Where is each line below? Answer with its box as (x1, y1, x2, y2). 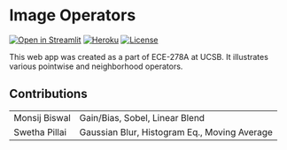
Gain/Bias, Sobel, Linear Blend (79, 111, 206, 124)
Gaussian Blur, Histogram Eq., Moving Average (79, 125, 273, 138)
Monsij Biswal (13, 111, 71, 124)
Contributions (9, 86, 88, 101)
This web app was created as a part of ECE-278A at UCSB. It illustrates (9, 51, 268, 62)
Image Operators (9, 5, 136, 26)
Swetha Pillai (13, 125, 67, 138)
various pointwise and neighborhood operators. (9, 61, 183, 71)
